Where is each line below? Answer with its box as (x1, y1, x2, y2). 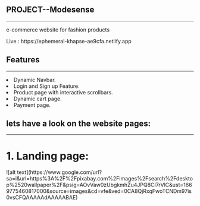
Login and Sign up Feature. (14, 83, 80, 90)
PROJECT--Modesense (6, 5, 95, 15)
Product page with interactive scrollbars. (14, 88, 113, 96)
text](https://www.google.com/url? (17, 169, 102, 176)
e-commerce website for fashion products (6, 26, 110, 33)
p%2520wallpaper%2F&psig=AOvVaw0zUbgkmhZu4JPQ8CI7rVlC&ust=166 (6, 181, 192, 189)
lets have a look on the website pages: (6, 119, 151, 129)
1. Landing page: (6, 149, 89, 163)
